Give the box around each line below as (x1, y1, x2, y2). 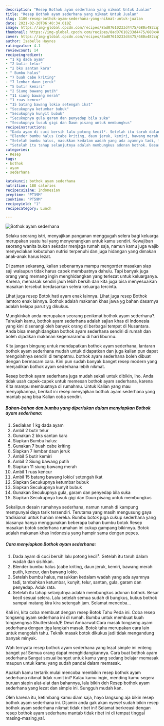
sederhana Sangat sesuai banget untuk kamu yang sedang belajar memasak (5, 655, 159, 661)
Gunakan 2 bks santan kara (12, 433, 68, 438)
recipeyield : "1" (5, 201, 41, 206)
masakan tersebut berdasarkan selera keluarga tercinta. (5, 284, 118, 290)
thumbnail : (5, 30, 28, 35)
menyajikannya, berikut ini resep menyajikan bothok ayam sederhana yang (5, 389, 155, 395)
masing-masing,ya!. (5, 715, 45, 721)
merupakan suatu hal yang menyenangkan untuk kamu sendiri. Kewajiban (5, 238, 153, 244)
